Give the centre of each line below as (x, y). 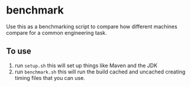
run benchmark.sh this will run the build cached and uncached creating (100, 72)
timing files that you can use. (50, 78)
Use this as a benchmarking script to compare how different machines (92, 26)
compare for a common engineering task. (57, 32)
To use (19, 51)
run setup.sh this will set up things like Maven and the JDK (86, 65)
